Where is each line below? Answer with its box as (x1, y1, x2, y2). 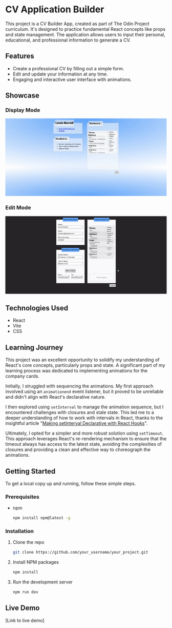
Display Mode (5, 107, 40, 114)
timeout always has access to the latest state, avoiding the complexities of (5, 441, 162, 447)
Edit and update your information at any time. (12, 71, 109, 77)
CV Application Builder (5, 4, 104, 15)
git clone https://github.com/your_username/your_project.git (12, 550, 148, 555)
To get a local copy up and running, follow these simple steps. (5, 480, 136, 486)
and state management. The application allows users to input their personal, (5, 31, 165, 37)
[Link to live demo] (5, 617, 45, 623)
